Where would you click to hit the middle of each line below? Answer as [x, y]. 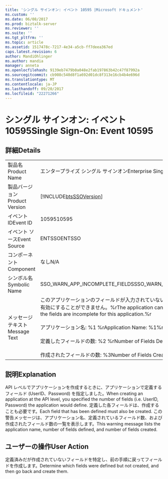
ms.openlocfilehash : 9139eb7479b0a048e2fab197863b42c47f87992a [72, 70]
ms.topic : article [24, 42]
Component [22, 269]
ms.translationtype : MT [30, 79]
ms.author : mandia [24, 61]
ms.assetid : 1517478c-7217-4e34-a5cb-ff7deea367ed [59, 47]
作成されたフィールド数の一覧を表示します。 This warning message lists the [83, 424]
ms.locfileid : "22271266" [32, 93]
